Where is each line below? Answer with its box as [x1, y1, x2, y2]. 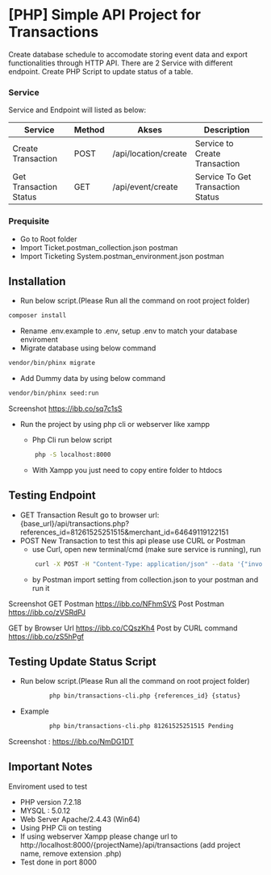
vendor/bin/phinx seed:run [8, 389, 99, 397]
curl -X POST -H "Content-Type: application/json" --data [35, 559, 234, 568]
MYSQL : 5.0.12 [19, 806, 71, 815]
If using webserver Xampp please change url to [19, 831, 178, 841]
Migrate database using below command [19, 343, 156, 353]
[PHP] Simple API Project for [8, 6, 202, 24]
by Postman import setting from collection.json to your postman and [31, 575, 259, 584]
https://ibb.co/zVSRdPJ [8, 607, 86, 617]
